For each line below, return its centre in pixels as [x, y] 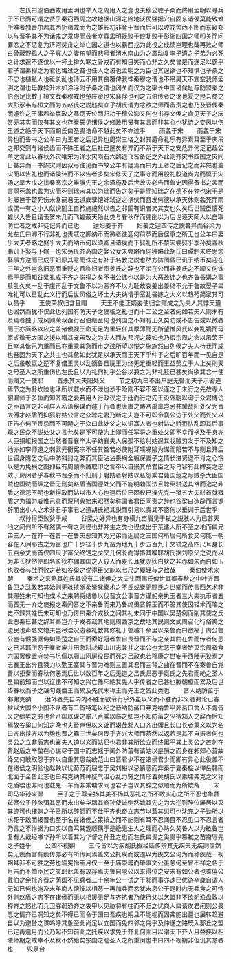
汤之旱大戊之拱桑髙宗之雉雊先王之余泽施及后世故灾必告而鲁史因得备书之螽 [112, 182]
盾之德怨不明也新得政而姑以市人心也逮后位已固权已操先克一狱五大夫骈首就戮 [115, 492]
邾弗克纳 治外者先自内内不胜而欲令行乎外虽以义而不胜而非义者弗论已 [110, 699]
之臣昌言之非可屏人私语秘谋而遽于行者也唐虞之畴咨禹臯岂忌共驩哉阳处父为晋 [115, 406]
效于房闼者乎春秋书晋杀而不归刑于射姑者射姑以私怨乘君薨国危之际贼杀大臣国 [115, 475]
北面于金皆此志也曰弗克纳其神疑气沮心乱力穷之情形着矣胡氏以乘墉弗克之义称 [115, 776]
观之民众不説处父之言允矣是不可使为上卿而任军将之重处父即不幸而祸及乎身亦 [115, 432]
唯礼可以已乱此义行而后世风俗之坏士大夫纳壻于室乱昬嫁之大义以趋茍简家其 [112, 294]
